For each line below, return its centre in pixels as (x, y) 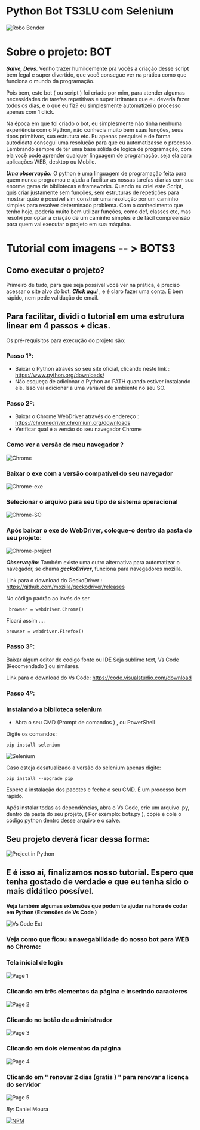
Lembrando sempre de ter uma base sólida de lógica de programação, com (99, 149)
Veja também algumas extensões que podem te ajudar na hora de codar (97, 905)
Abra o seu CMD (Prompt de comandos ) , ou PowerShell (85, 722)
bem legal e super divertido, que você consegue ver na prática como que (96, 75)
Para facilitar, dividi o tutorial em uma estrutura (96, 317)
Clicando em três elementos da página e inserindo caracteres (97, 991)
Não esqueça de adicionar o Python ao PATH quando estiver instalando (103, 381)
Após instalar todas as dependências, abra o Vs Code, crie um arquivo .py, (98, 808)
